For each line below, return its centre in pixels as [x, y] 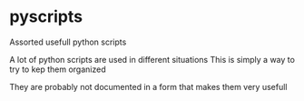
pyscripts [46, 17]
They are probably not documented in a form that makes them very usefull [148, 86]
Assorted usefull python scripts [68, 42]
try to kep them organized [58, 69]
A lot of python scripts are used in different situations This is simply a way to [152, 59]
